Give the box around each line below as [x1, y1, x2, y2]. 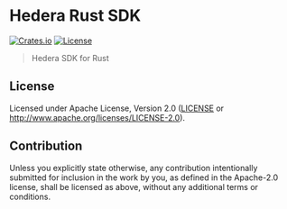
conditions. [9, 191, 51, 202]
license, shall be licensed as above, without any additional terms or [9, 181, 259, 192]
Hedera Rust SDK [9, 5, 142, 26]
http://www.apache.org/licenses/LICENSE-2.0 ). [9, 112, 186, 123]
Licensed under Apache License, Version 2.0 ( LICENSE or [9, 103, 224, 114]
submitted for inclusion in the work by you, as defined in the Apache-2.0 [9, 172, 278, 183]
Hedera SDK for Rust [31, 52, 110, 63]
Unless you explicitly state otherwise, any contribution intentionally [9, 162, 258, 173]
